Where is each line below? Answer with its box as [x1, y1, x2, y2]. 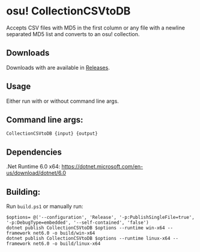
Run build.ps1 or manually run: [6, 203, 83, 210]
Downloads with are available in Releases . [6, 64, 110, 71]
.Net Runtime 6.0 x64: [6, 163, 61, 170]
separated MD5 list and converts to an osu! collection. [6, 30, 140, 37]
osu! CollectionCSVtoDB [6, 4, 131, 18]
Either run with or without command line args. [6, 97, 119, 105]
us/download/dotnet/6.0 [6, 170, 66, 177]
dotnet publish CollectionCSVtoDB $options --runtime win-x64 [6, 225, 165, 231]
